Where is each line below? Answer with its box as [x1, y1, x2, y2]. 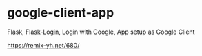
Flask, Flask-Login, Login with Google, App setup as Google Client [7, 28, 195, 36]
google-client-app [7, 5, 114, 21]
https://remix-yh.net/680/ [7, 41, 80, 49]
